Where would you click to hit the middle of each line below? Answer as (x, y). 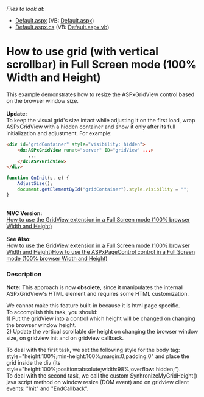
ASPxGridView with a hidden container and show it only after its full (91, 127)
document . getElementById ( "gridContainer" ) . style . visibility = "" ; (103, 189)
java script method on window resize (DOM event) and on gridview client (98, 382)
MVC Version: (24, 213)
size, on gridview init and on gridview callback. (65, 338)
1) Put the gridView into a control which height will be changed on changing (101, 318)
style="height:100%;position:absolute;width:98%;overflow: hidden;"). (93, 369)
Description (24, 274)
